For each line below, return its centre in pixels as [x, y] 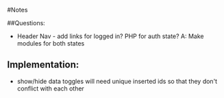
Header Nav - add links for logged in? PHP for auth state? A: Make [110, 36]
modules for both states [51, 43]
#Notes [17, 10]
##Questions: [26, 23]
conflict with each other [50, 88]
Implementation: [43, 65]
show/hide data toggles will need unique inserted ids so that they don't [117, 81]
